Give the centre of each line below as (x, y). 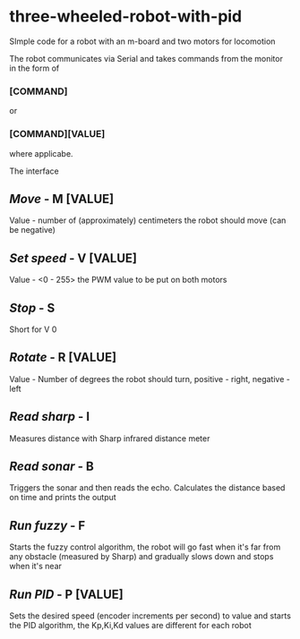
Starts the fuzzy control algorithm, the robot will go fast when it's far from (145, 547)
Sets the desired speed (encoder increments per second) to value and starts (150, 616)
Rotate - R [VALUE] (63, 358)
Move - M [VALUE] (62, 199)
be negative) (33, 230)
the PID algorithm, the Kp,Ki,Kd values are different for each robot (131, 626)
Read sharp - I (50, 417)
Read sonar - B (51, 466)
